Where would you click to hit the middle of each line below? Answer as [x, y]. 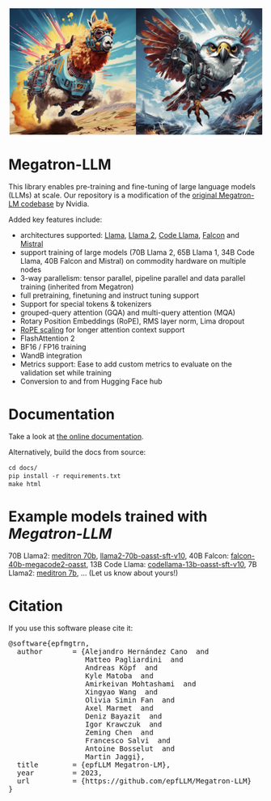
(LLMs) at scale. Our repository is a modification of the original [113, 195]
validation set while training [66, 373]
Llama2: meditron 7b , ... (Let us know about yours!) [93, 573]
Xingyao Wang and [121, 692]
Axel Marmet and [119, 708]
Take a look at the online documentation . [76, 437]
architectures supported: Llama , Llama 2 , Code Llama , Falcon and [130, 235]
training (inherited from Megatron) [77, 287]
